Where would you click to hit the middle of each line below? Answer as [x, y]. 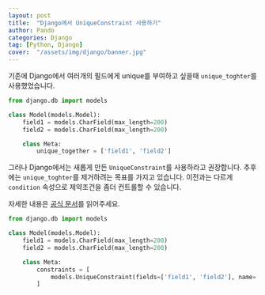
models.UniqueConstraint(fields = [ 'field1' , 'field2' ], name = [153, 277]
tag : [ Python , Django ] [45, 45]
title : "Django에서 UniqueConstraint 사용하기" [85, 23]
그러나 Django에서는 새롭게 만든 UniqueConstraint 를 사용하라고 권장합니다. [125, 168]
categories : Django [40, 38]
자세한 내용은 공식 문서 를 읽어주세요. [64, 204]
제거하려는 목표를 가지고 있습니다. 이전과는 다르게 [157, 177]
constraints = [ [63, 270]
